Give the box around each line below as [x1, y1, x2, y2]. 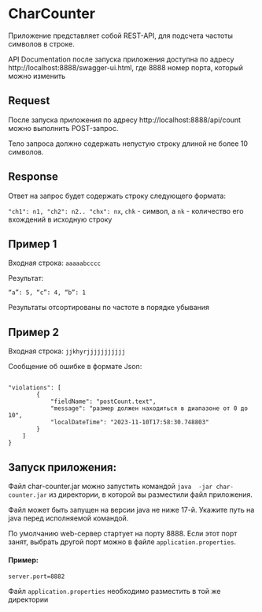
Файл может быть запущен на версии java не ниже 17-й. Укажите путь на [8, 506, 255, 514]
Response [8, 170, 59, 184]
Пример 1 [8, 237, 57, 251]
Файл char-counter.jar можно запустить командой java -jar [8, 482, 213, 491]
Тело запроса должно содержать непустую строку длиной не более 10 [8, 139, 249, 148]
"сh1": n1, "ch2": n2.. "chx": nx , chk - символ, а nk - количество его [8, 206, 244, 215]
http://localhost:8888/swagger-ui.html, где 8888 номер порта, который [8, 62, 244, 72]
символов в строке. [8, 39, 75, 48]
